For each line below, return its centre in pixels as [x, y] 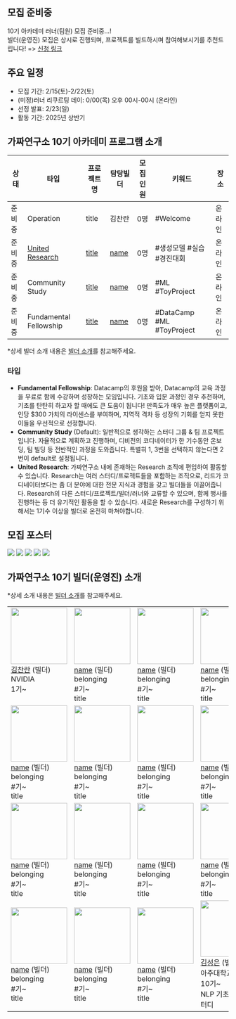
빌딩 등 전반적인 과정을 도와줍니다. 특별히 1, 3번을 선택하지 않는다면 [126, 449]
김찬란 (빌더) [31, 670]
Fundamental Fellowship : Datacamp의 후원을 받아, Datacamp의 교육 [115, 387]
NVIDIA [23, 679]
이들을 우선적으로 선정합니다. [57, 423]
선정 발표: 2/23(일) [44, 108]
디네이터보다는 [37, 485]
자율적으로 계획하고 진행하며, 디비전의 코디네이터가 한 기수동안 [124, 440]
